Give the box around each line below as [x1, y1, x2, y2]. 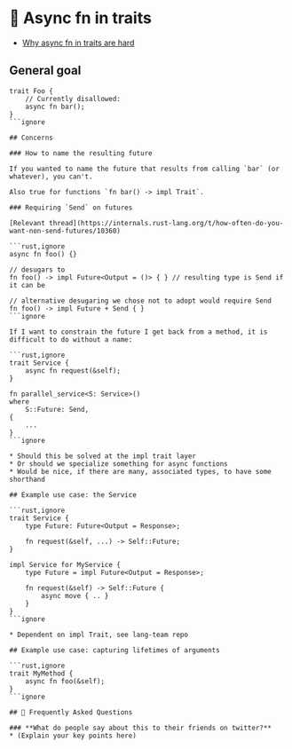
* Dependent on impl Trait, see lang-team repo [9, 630, 189, 639]
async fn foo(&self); [25, 676, 105, 686]
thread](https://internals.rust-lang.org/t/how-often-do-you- [48, 218, 284, 227]
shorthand [9, 475, 46, 484]
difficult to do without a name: [9, 335, 133, 344]
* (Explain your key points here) [9, 731, 138, 740]
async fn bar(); [25, 102, 86, 111]
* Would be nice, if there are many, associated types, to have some [9, 467, 272, 476]
